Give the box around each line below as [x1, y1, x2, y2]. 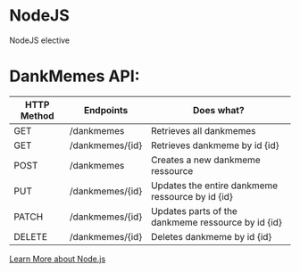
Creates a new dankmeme [150, 153, 261, 166]
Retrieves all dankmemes [150, 124, 256, 136]
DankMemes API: [9, 66, 140, 87]
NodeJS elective [9, 35, 71, 45]
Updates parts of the [150, 204, 238, 217]
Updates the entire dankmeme [150, 179, 279, 192]
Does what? [193, 103, 245, 116]
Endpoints [83, 103, 129, 116]
